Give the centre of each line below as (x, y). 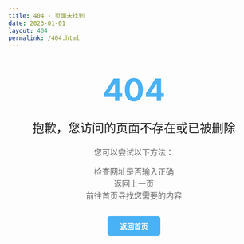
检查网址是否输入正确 (134, 172)
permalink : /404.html (44, 38)
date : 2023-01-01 (37, 23)
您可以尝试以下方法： (134, 152)
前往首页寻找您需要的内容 (134, 196)
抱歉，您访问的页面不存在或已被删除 (134, 128)
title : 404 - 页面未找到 (47, 16)
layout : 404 (28, 30)
